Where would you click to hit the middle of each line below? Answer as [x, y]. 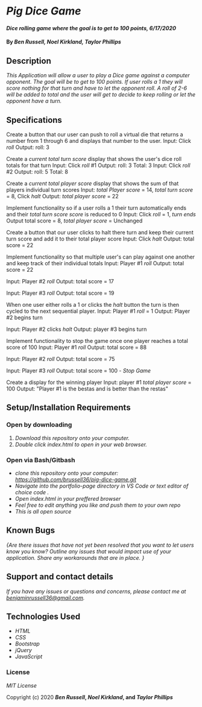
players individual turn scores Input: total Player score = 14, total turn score [100, 190]
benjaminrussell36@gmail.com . [46, 597]
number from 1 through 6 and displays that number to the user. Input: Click [99, 141]
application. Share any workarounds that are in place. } [75, 558]
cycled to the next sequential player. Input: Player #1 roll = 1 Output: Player [98, 311]
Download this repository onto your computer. [72, 438]
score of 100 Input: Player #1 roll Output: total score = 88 [76, 347]
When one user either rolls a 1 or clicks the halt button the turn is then [93, 305]
